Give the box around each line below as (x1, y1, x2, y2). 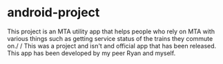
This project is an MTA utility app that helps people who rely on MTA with (7, 27, 215, 35)
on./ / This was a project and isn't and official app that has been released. (7, 42, 217, 50)
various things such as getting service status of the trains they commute (7, 34, 213, 42)
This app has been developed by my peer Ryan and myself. (7, 49, 176, 57)
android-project (7, 5, 100, 20)
